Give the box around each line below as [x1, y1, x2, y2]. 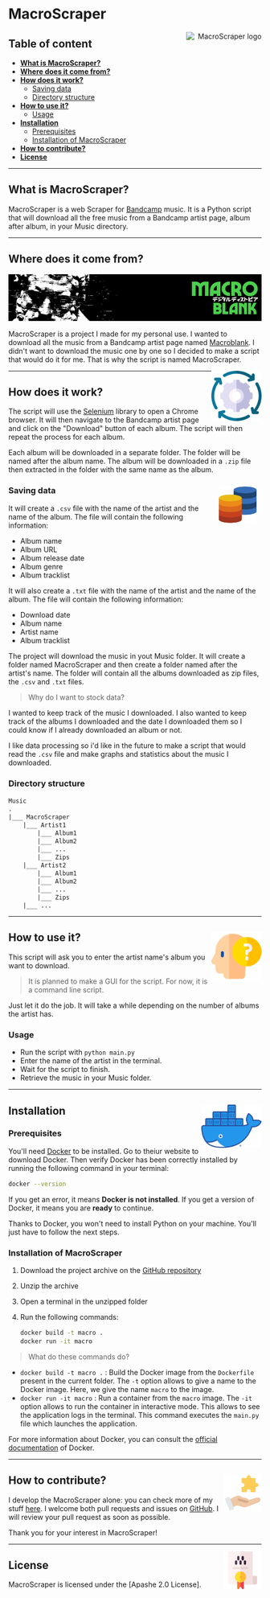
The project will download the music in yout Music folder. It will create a [8, 651, 246, 660]
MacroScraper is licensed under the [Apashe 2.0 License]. [8, 1580, 202, 1589]
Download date [19, 610, 71, 619]
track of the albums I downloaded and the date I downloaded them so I [8, 717, 243, 726]
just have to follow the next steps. [8, 1227, 120, 1237]
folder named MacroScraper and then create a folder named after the [8, 659, 238, 669]
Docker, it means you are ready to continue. [8, 1203, 154, 1213]
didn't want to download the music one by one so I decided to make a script [8, 346, 260, 355]
